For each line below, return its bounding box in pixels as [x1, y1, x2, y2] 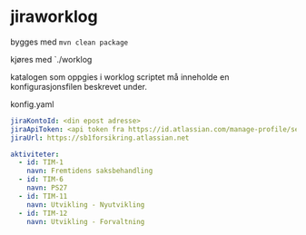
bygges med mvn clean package [10, 36, 129, 47]
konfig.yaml [10, 98, 54, 110]
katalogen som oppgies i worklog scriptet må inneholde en [10, 71, 230, 83]
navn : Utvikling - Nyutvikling [26, 200, 145, 210]
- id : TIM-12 [18, 209, 68, 218]
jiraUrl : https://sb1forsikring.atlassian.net [10, 133, 190, 142]
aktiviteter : [10, 150, 60, 159]
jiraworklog [10, 6, 98, 27]
